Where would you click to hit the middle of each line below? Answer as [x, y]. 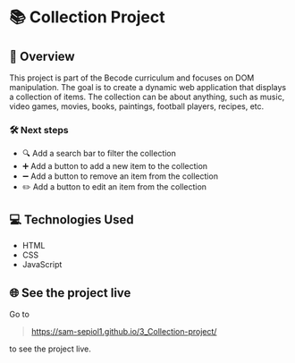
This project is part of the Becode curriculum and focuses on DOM [132, 78]
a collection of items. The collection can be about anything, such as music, [147, 97]
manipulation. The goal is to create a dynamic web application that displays [148, 87]
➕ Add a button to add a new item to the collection [115, 166]
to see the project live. [51, 349]
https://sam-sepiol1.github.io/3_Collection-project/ [124, 331]
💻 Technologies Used [72, 219]
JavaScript [42, 265]
